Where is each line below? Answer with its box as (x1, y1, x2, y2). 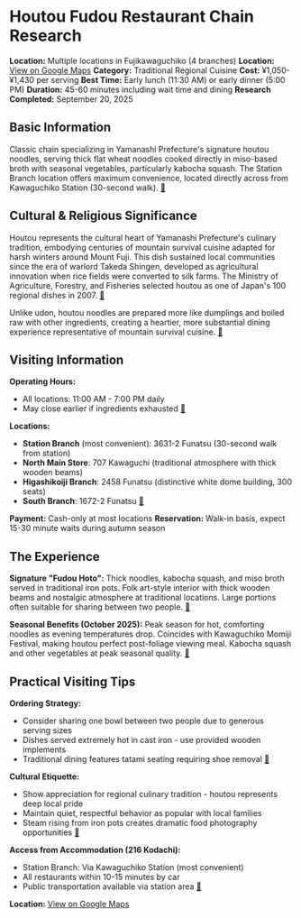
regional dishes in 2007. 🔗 (9, 289, 105, 300)
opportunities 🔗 (22, 827, 80, 838)
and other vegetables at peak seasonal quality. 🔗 (9, 647, 191, 659)
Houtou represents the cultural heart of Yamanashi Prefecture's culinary (9, 232, 277, 243)
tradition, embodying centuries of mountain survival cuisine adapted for (9, 242, 276, 252)
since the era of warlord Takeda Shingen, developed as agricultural (9, 261, 259, 271)
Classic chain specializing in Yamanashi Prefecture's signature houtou (9, 143, 269, 154)
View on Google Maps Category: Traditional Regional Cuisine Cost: (9, 65, 260, 76)
